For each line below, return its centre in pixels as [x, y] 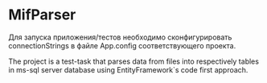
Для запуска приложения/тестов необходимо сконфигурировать [120, 37]
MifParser [42, 15]
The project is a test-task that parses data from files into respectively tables [134, 61]
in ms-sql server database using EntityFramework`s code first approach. [128, 69]
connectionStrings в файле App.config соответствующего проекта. [122, 45]
